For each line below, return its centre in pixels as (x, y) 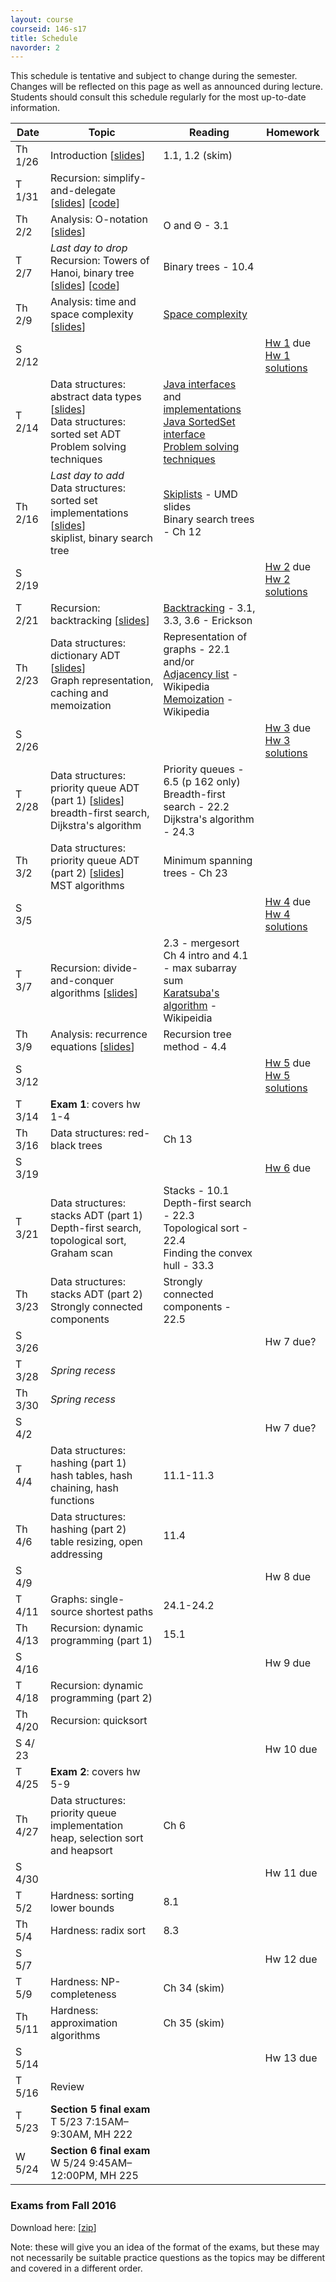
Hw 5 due (288, 1063)
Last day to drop (88, 248)
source (66, 1612)
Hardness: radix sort (97, 1931)
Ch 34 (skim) (194, 1988)
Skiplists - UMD (200, 494)
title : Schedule (44, 38)
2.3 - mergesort (201, 943)
